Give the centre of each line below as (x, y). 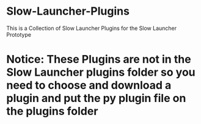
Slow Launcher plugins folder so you (101, 72)
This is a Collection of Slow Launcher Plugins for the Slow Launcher (92, 28)
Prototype (19, 34)
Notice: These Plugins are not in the (99, 60)
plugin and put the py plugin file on (96, 98)
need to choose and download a (89, 85)
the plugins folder (52, 111)
